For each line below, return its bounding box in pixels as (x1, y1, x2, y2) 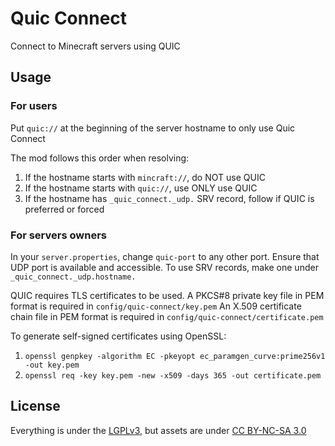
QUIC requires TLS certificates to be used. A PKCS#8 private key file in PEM (10, 289, 325, 301)
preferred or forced (24, 203, 105, 215)
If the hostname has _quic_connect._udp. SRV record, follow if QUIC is (24, 192, 315, 204)
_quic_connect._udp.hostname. (10, 272, 137, 282)
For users (10, 99, 58, 113)
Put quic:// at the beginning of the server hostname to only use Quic (10, 122, 296, 134)
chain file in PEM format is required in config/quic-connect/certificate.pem (10, 310, 324, 322)
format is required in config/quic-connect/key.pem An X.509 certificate (10, 300, 302, 312)
